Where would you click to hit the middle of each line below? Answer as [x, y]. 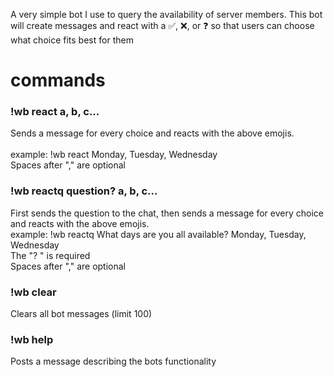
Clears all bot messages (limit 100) [81, 314]
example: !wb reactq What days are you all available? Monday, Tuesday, [158, 234]
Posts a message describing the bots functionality [113, 361]
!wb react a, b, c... [55, 112]
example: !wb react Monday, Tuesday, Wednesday [114, 155]
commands [58, 80]
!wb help [32, 339]
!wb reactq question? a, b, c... [84, 191]
